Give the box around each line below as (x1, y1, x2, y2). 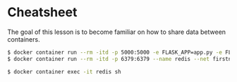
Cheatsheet (7, 4, 78, 20)
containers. (7, 35, 40, 43)
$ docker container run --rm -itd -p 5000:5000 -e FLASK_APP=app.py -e (7, 49, 222, 56)
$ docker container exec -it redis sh (7, 68, 121, 75)
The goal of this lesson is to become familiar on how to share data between (7, 28, 226, 36)
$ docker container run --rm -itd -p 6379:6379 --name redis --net (7, 55, 210, 62)
